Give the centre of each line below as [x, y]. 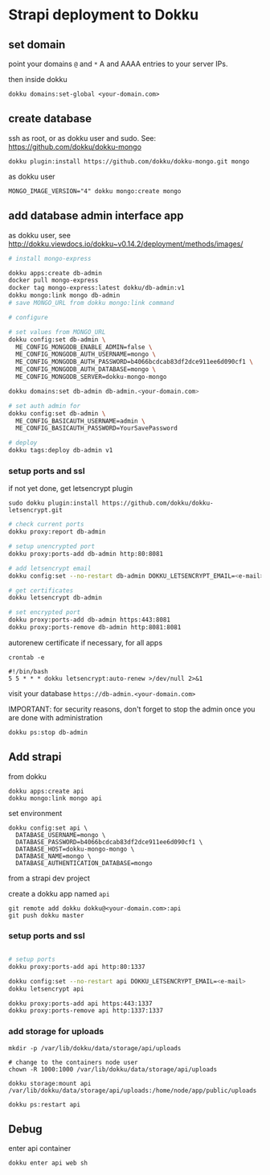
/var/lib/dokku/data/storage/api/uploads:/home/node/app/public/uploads [133, 1090]
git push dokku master [46, 915]
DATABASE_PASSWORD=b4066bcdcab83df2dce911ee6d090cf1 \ [109, 842]
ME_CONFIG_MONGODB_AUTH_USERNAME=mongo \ [86, 355]
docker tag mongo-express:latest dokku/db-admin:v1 [96, 288]
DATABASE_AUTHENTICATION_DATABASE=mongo [84, 863]
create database [50, 119]
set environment [35, 813]
